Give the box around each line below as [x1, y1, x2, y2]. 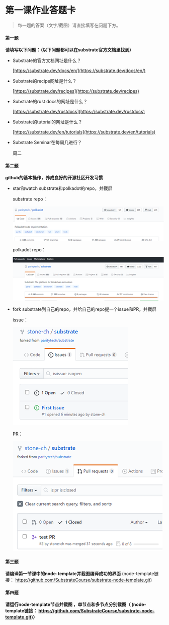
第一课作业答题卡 [5, 5, 76, 16]
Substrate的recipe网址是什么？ [12, 78, 77, 84]
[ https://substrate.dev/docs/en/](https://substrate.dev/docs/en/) [12, 67, 146, 74]
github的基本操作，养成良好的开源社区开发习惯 [5, 175, 103, 181]
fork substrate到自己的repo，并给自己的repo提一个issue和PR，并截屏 [12, 306, 157, 312]
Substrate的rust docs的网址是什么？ [12, 99, 88, 105]
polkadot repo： [12, 246, 46, 252]
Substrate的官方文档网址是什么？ [12, 57, 81, 63]
